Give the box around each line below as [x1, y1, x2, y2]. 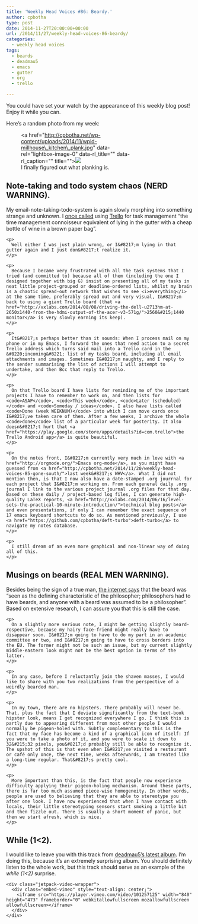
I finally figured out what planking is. [21, 164, 110, 171]
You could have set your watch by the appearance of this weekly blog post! [6, 102, 190, 109]
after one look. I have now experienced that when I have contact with [6, 798, 187, 804]
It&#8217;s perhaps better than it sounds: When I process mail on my [11, 335, 190, 341]
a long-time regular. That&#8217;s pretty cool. [6, 756, 129, 763]
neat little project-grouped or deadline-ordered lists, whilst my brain [6, 283, 193, 289]
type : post [6, 20, 33, 26]
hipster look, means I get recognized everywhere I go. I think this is [6, 715, 190, 721]
